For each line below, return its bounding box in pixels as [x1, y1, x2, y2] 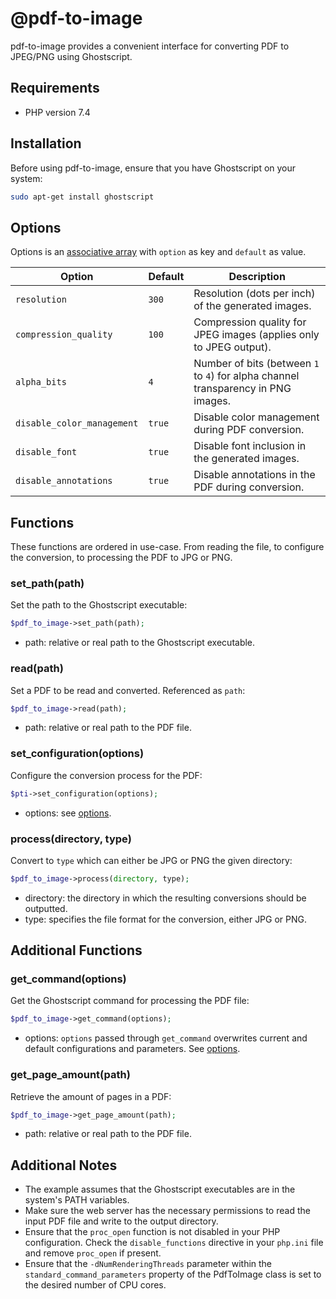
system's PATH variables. [24, 1194, 130, 1206]
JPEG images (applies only [193, 328, 320, 342]
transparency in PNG [193, 382, 292, 396]
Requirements [10, 80, 100, 97]
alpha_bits [15, 377, 67, 388]
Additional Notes [10, 1157, 118, 1174]
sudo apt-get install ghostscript [10, 192, 155, 202]
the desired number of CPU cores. [24, 1279, 167, 1291]
